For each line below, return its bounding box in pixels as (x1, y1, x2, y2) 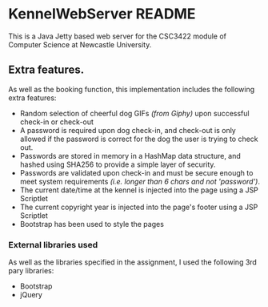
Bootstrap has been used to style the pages (19, 219, 164, 228)
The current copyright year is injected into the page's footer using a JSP (19, 202, 258, 212)
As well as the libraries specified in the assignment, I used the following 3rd (8, 257, 258, 267)
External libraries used (8, 239, 98, 250)
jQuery (19, 290, 42, 300)
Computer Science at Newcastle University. (8, 39, 152, 49)
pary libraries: (8, 266, 54, 276)
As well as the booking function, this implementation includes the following (8, 84, 255, 94)
